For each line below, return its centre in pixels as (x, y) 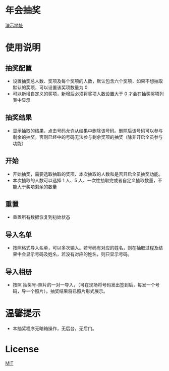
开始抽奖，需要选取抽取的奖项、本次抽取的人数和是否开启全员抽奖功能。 (88, 174)
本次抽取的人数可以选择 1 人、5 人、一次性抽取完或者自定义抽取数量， (85, 180)
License (22, 349)
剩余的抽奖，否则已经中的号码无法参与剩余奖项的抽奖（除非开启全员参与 (88, 137)
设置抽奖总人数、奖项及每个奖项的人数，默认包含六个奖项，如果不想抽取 (88, 81)
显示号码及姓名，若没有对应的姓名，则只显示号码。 (79, 254)
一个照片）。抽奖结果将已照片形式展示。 (67, 291)
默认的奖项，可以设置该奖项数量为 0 (50, 87)
